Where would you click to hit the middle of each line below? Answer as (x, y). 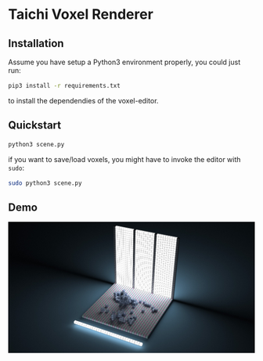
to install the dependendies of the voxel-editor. (83, 100)
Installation (36, 43)
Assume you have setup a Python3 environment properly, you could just (124, 62)
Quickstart (35, 126)
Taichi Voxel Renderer (81, 14)
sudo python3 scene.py (45, 183)
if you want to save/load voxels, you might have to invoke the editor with (124, 159)
